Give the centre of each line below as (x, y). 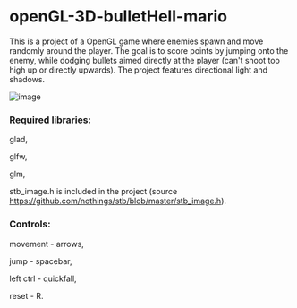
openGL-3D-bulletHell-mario (119, 17)
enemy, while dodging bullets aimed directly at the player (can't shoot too (144, 60)
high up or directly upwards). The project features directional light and (139, 70)
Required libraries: (51, 120)
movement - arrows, (47, 244)
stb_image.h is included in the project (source (93, 192)
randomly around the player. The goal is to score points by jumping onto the (149, 50)
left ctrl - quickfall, (43, 278)
